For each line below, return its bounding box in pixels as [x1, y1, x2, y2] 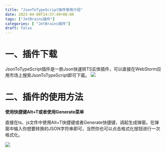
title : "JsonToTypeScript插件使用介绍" [5, 7, 83, 12]
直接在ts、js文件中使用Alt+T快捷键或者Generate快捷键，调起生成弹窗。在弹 [5, 120, 160, 125]
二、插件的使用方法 [5, 91, 84, 103]
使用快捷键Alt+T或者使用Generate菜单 [5, 109, 84, 115]
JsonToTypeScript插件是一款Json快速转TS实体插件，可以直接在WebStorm [5, 66, 157, 72]
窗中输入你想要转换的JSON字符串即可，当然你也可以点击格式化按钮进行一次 [5, 126, 161, 132]
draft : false [5, 26, 32, 31]
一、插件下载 [5, 49, 58, 60]
